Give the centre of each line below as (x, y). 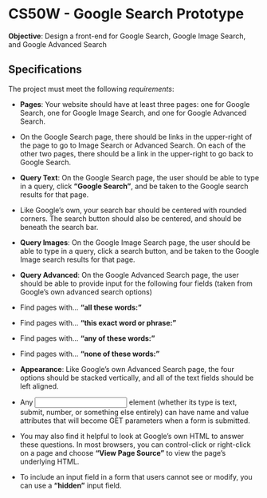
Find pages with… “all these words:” (80, 307)
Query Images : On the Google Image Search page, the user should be (135, 242)
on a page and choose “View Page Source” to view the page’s (123, 453)
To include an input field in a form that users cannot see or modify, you (136, 476)
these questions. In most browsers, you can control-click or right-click (135, 445)
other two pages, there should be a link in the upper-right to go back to (136, 153)
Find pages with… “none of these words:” (90, 354)
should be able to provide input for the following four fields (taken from (136, 283)
